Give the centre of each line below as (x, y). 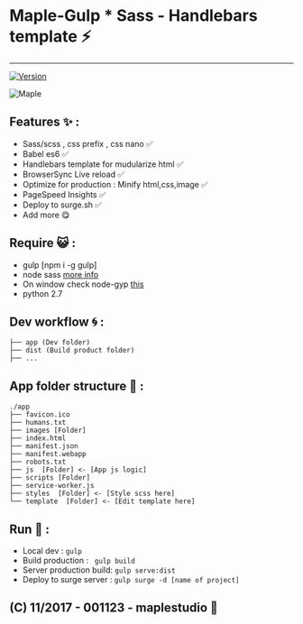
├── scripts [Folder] (50, 478)
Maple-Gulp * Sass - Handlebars (134, 16)
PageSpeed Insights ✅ (64, 194)
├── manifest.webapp (48, 454)
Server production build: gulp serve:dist (99, 570)
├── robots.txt (38, 462)
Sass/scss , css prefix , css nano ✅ (87, 143)
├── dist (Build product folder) (72, 351)
